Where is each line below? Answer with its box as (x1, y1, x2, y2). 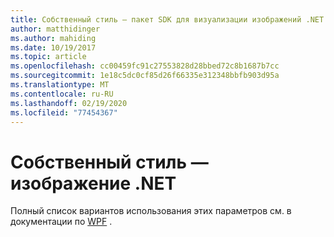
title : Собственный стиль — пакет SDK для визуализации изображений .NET (10, 14, 325, 25)
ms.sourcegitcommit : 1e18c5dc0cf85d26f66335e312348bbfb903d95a (10, 71, 280, 81)
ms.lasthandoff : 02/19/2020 (10, 98, 128, 108)
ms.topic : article (10, 52, 87, 62)
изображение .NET (10, 172, 177, 195)
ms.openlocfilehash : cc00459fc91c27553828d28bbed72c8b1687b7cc (10, 61, 280, 71)
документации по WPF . (10, 216, 113, 228)
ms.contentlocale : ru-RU (10, 89, 114, 99)
